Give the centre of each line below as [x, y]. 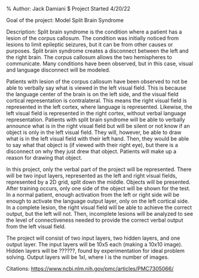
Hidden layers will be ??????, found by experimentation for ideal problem [96, 251]
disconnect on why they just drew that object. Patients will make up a [91, 151]
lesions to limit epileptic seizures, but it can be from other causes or [90, 45]
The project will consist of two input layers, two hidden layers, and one [93, 238]
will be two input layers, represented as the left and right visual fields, [92, 175]
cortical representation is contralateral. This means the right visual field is [97, 100]
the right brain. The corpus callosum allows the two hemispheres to [89, 57]
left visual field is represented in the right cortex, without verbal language [96, 113]
